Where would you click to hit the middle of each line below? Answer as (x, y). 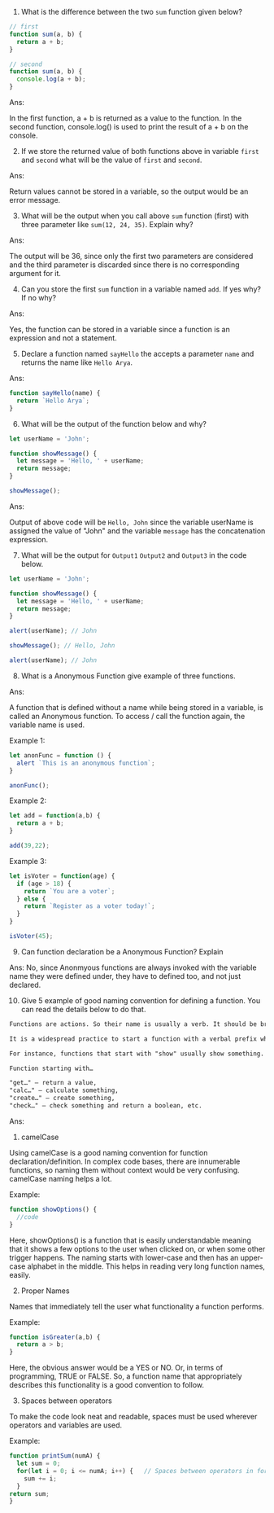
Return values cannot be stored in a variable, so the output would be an (129, 191)
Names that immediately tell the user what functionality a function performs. (137, 1306)
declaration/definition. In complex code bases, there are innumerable (125, 1161)
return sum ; (29, 1493)
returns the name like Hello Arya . (77, 362)
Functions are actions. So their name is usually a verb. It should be (133, 1024)
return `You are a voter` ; (70, 891)
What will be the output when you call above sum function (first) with (135, 216)
